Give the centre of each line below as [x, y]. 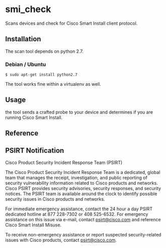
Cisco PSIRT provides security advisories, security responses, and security [83, 189]
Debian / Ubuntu [26, 64]
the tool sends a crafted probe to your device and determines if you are [79, 112]
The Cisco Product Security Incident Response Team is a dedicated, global [83, 172]
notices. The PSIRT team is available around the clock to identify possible [81, 194]
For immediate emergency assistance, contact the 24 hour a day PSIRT [79, 209]
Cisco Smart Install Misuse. [33, 225]
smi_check [28, 9]
